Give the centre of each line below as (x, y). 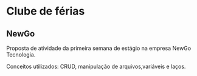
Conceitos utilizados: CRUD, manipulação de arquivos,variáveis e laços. (96, 66)
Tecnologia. (21, 55)
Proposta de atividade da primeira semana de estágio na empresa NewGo (99, 48)
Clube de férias (46, 11)
